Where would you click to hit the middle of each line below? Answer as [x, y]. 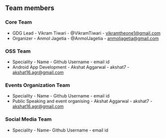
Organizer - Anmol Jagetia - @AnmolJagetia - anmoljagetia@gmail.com [85, 38]
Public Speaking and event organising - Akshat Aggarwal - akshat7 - [82, 101]
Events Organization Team [38, 85]
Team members [30, 8]
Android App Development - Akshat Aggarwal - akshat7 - [71, 67]
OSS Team [18, 51]
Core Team [19, 22]
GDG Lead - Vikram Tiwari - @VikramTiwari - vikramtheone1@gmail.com [86, 33]
